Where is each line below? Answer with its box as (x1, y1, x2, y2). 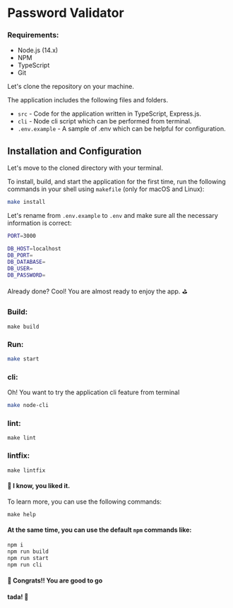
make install (7, 199, 46, 206)
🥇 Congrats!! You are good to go (7, 576, 103, 585)
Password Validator (7, 5, 125, 21)
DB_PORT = (7, 252, 33, 259)
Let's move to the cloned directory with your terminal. (7, 164, 164, 172)
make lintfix (7, 467, 46, 474)
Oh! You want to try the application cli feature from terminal (7, 388, 180, 396)
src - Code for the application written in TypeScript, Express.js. (17, 109, 201, 118)
